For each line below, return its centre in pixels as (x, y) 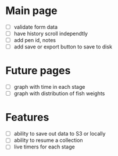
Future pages (38, 71)
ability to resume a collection (48, 140)
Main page (31, 11)
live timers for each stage (44, 147)
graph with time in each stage (49, 87)
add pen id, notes (35, 40)
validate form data (35, 27)
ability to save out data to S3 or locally (60, 134)
